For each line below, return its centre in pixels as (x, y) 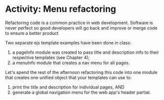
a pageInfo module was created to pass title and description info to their (86, 52)
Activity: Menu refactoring (61, 9)
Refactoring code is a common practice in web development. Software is (79, 23)
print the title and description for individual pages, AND (68, 87)
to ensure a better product (32, 33)
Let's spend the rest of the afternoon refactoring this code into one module (81, 72)
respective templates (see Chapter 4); (51, 57)
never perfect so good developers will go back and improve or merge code (82, 28)
